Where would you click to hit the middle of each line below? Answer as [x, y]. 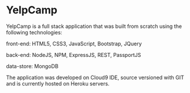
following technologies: [34, 32]
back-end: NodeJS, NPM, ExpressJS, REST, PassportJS [74, 55]
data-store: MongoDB [32, 66]
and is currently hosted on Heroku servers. [58, 83]
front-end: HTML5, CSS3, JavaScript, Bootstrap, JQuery [74, 44]
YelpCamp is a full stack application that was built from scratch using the [94, 26]
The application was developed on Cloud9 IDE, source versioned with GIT [95, 77]
